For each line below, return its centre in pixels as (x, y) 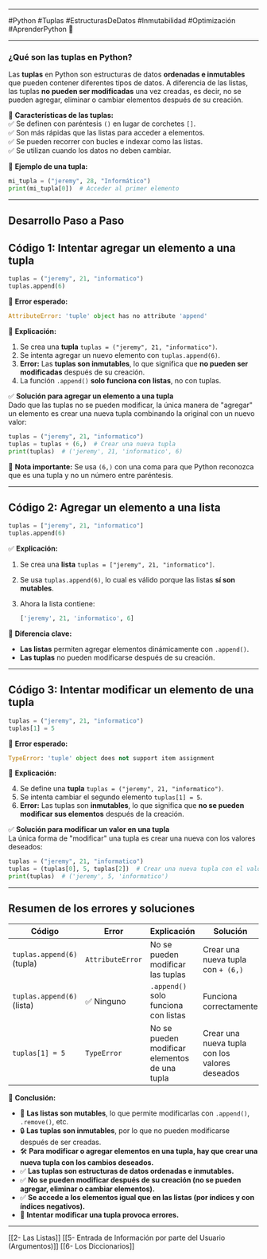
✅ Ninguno (105, 1001)
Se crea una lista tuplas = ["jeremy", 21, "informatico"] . (117, 565)
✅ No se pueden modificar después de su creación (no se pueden (130, 1179)
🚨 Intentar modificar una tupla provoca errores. (99, 1214)
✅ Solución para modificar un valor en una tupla (89, 830)
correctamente (230, 1006)
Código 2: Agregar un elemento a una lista (114, 507)
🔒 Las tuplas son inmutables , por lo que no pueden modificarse (125, 1130)
